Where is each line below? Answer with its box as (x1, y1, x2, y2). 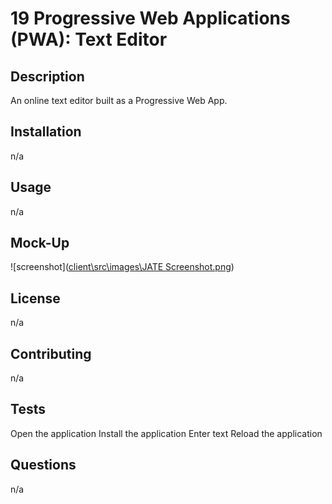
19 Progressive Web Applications (10, 7, 291, 30)
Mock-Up (10, 235, 70, 252)
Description (10, 68, 85, 85)
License (10, 290, 61, 307)
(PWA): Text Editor (10, 28, 168, 51)
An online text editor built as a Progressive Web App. (10, 95, 228, 106)
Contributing (10, 345, 92, 362)
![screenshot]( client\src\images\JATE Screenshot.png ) (10, 261, 235, 273)
